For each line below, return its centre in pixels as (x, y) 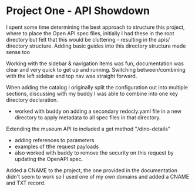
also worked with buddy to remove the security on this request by (94, 153)
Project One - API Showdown (78, 11)
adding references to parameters (55, 140)
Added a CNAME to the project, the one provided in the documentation (92, 170)
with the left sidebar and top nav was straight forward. (72, 76)
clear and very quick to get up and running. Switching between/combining (96, 69)
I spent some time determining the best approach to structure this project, (95, 27)
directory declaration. (32, 100)
